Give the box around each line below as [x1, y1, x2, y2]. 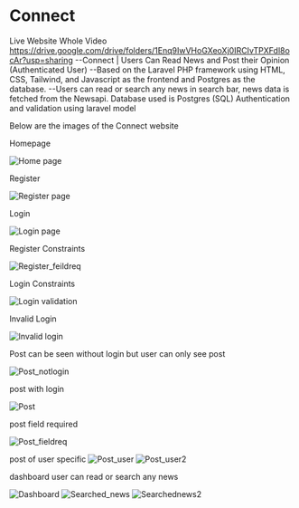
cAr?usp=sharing [9, 54, 74, 65]
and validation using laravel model [9, 102, 136, 113]
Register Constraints [9, 243, 86, 254]
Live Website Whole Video [9, 35, 107, 46]
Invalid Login [9, 313, 57, 324]
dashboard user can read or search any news [9, 471, 179, 482]
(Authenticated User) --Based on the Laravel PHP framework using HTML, [9, 64, 286, 75]
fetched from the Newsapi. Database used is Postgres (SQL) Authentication [9, 92, 291, 104]
